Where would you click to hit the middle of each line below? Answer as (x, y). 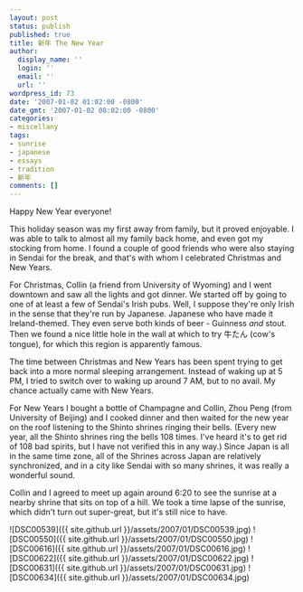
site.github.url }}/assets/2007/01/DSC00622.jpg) (158, 559)
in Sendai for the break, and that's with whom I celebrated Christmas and (146, 258)
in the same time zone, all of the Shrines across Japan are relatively (135, 456)
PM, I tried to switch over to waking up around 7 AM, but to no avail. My (142, 381)
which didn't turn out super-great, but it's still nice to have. (118, 512)
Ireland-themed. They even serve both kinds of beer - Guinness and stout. (148, 324)
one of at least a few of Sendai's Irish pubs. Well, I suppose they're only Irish (152, 305)
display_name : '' (50, 60)
